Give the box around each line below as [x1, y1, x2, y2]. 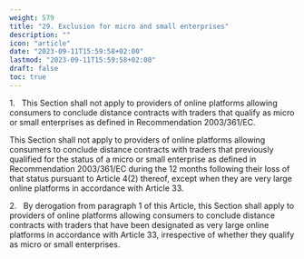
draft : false [9, 65, 59, 74]
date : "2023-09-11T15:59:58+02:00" [9, 47, 144, 56]
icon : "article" [9, 38, 71, 48]
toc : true [9, 73, 47, 82]
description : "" [9, 30, 71, 39]
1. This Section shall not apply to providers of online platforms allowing [9, 97, 279, 108]
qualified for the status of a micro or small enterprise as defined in [9, 154, 257, 164]
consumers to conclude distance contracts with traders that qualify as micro [9, 106, 295, 118]
